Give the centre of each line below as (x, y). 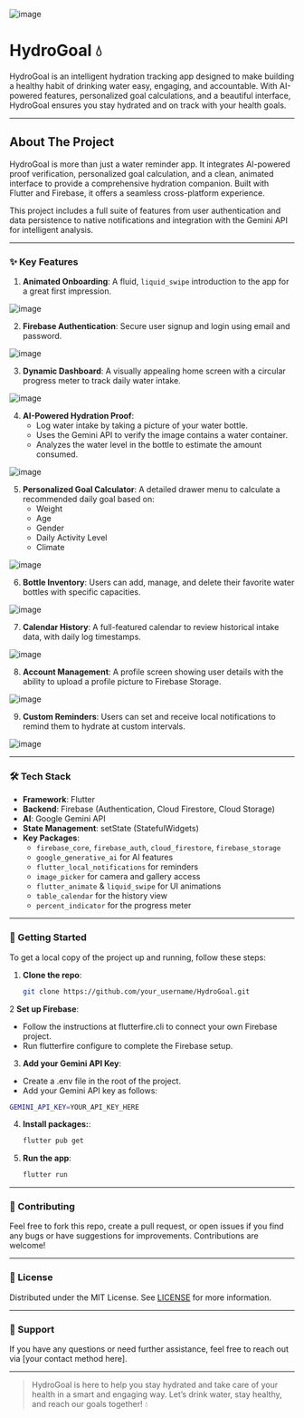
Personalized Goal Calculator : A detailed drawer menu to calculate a (151, 490)
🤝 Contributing (42, 1207)
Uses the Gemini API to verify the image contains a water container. (162, 435)
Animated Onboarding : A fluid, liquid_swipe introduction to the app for (156, 282)
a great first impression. (66, 291)
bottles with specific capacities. (81, 592)
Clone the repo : (52, 975)
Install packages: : (57, 1124)
